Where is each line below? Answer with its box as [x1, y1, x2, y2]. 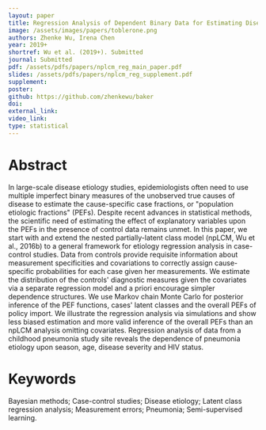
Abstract [8, 156, 67, 174]
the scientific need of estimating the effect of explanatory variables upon [8, 215, 246, 226]
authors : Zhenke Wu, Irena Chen [8, 33, 115, 42]
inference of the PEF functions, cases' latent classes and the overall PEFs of [8, 300, 257, 310]
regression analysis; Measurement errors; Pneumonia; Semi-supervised [8, 405, 243, 414]
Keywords [8, 370, 77, 388]
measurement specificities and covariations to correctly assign [8, 258, 214, 268]
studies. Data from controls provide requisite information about [32, 249, 238, 259]
